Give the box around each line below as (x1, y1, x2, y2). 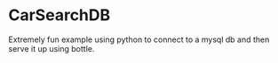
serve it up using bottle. (8, 43, 95, 53)
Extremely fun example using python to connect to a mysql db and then (8, 34, 270, 45)
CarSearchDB (8, 5, 111, 25)
